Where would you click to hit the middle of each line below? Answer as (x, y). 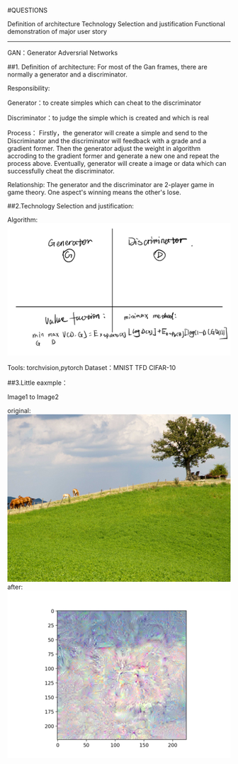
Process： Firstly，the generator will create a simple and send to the (107, 133)
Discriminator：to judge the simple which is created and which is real (108, 118)
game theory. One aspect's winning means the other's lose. (95, 192)
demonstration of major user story (57, 32)
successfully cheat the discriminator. (61, 171)
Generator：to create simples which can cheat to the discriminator (104, 103)
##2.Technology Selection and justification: (71, 206)
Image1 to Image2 (33, 397)
